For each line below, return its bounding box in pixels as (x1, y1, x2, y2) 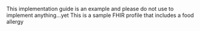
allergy (6, 18, 24, 25)
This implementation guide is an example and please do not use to (6, 5, 174, 12)
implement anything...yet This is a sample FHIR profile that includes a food (6, 12, 194, 19)
